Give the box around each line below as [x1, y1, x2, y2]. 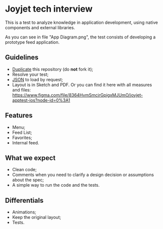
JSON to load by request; [12, 76, 63, 82]
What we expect [5, 154, 56, 162]
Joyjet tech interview [5, 3, 93, 15]
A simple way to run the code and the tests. [12, 182, 100, 188]
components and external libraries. [5, 24, 75, 30]
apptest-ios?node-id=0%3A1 [12, 97, 71, 103]
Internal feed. [12, 140, 40, 145]
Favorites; [12, 135, 33, 141]
